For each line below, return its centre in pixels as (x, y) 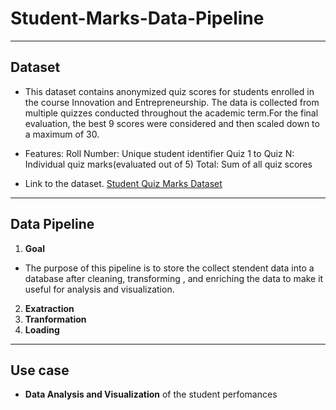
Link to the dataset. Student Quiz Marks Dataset (123, 183)
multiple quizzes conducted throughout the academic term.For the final (171, 113)
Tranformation (55, 319)
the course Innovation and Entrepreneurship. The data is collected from (172, 102)
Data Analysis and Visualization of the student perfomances (151, 394)
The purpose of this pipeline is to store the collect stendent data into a (169, 268)
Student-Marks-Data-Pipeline (137, 18)
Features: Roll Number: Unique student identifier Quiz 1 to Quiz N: (159, 153)
